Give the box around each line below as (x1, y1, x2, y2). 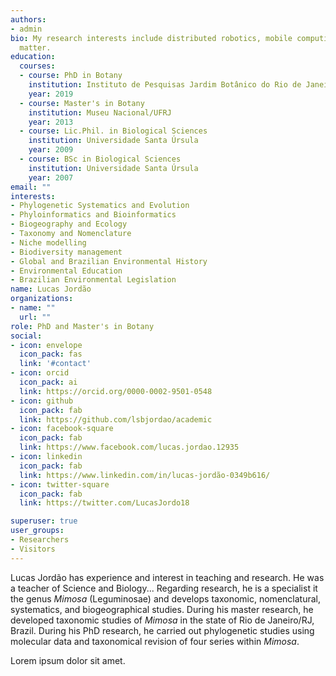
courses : (19, 61, 56, 71)
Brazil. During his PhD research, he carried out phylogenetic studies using (10, 624, 315, 636)
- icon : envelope (10, 340, 83, 350)
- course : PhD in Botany (19, 71, 123, 81)
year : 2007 (28, 172, 74, 183)
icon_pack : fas (19, 349, 83, 360)
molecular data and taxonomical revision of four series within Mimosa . (10, 635, 300, 647)
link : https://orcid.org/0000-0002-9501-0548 (19, 386, 213, 396)
